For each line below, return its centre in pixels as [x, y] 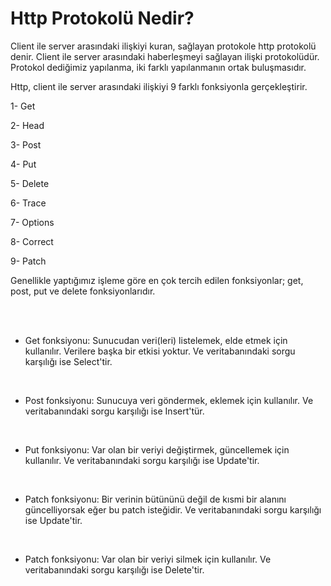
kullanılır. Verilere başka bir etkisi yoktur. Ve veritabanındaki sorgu [160, 351]
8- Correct [32, 241]
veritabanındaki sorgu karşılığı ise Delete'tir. [114, 569]
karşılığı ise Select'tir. [68, 361]
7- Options [32, 222]
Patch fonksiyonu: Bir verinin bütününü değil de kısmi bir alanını [155, 499]
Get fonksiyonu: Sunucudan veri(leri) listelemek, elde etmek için [156, 340]
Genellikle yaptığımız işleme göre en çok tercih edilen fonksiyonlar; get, [157, 280]
